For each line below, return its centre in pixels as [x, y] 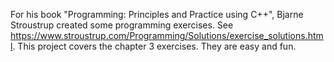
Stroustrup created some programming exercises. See [122, 25]
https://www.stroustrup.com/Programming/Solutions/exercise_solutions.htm [167, 35]
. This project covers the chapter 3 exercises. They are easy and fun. [154, 46]
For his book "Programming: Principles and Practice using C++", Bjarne [157, 14]
